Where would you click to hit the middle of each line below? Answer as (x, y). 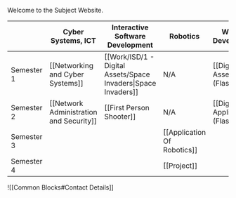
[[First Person (127, 108)
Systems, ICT (73, 40)
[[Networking (71, 66)
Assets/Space (127, 74)
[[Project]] (180, 166)
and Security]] (73, 121)
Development (130, 45)
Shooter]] (120, 117)
